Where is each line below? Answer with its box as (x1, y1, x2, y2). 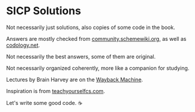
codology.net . (6, 41, 41, 49)
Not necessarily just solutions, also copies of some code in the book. (6, 24, 175, 31)
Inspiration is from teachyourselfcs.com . (6, 87, 106, 94)
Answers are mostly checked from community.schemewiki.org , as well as (6, 35, 187, 42)
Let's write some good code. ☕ (6, 99, 83, 106)
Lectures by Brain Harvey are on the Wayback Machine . (6, 76, 143, 83)
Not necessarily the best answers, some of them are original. (6, 53, 156, 60)
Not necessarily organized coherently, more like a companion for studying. (6, 64, 190, 72)
